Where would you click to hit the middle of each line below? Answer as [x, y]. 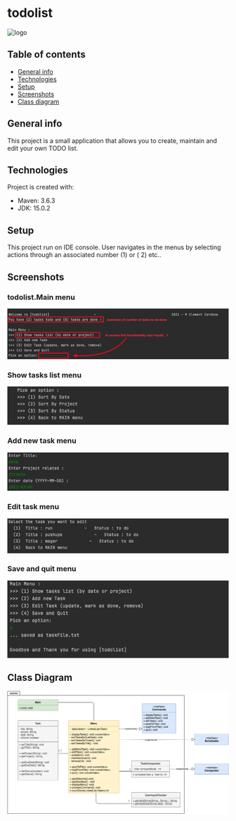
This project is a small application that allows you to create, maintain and [112, 140]
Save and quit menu [42, 569]
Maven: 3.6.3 [36, 201]
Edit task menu [33, 507]
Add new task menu [42, 441]
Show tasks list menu [45, 375]
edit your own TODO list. [43, 148]
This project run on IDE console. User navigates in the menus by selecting [114, 247]
